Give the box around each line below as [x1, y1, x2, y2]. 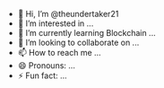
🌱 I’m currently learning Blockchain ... [17, 28, 156, 38]
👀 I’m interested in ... [17, 18, 94, 29]
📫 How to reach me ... [17, 48, 101, 57]
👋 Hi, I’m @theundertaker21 [17, 9, 119, 19]
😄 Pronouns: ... [17, 60, 76, 71]
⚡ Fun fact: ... [17, 70, 67, 81]
